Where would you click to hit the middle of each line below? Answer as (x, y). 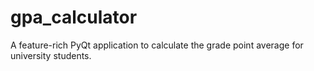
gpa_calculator (74, 17)
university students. (51, 55)
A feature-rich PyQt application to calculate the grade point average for (157, 45)
